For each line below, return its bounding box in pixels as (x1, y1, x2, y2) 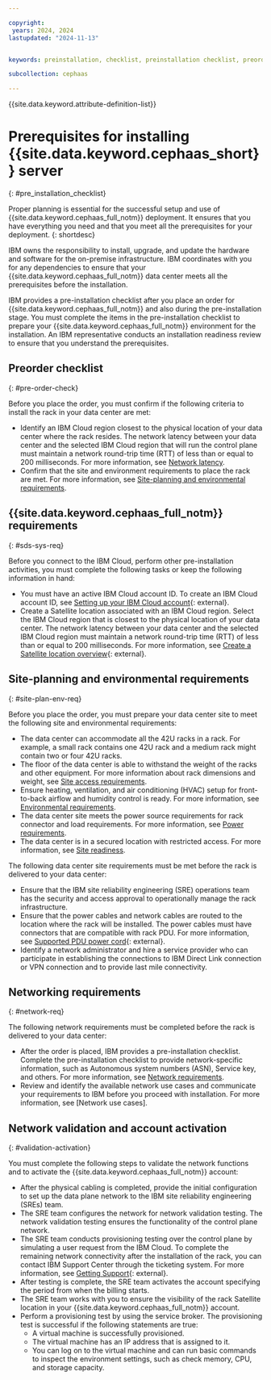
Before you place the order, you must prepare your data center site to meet (8, 709, 258, 719)
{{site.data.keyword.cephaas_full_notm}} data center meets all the (8, 271, 228, 281)
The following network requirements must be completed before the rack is (8, 1022, 256, 1032)
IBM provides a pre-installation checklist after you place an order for (8, 295, 236, 305)
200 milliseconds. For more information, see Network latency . (19, 457, 226, 466)
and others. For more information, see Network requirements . (19, 1073, 224, 1082)
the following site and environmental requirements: (8, 717, 177, 727)
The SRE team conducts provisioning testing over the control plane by (19, 1234, 252, 1244)
